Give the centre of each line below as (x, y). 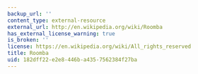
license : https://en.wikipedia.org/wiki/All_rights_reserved (99, 47)
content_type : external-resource (57, 20)
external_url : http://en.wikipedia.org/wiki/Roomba (85, 27)
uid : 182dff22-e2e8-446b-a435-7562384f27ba (72, 60)
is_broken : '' (28, 40)
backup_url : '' (30, 14)
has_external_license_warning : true (61, 33)
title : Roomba (28, 54)
